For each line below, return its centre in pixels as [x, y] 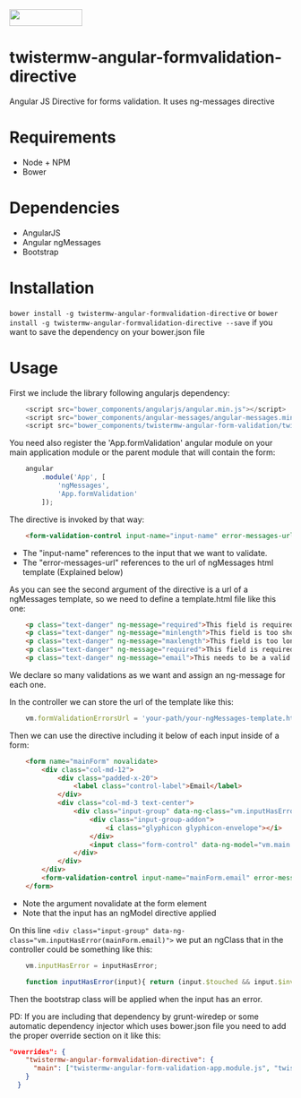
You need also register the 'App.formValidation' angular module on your [141, 443]
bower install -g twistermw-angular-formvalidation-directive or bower [144, 313]
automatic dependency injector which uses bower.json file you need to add [148, 1025]
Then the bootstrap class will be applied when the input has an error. [136, 999]
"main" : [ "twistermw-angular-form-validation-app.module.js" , [151, 1068]
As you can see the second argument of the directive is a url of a [129, 589]
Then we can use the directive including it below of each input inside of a [144, 735]
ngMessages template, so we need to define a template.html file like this [142, 598]
